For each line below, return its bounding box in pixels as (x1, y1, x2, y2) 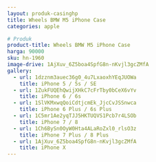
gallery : (7, 67, 32, 74)
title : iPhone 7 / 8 (19, 119, 78, 125)
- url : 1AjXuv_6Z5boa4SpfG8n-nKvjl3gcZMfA (13, 138, 137, 145)
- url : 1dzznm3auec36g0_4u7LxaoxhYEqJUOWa (13, 74, 137, 81)
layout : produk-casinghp (7, 10, 78, 17)
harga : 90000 (7, 48, 45, 55)
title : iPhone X (19, 144, 67, 152)
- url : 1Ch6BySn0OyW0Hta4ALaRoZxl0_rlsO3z (13, 125, 137, 132)
